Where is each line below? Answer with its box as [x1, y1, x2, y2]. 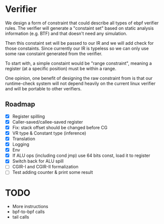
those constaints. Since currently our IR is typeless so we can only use [5, 45, 149, 51]
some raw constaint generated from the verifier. [5, 51, 103, 57]
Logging [12, 142, 30, 148]
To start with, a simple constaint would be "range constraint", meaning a [5, 60, 152, 66]
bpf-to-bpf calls [12, 209, 45, 215]
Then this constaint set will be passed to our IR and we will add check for [5, 40, 154, 46]
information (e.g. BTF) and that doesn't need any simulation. [5, 30, 127, 36]
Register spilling [12, 113, 45, 119]
